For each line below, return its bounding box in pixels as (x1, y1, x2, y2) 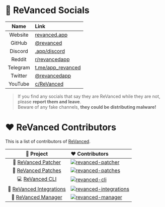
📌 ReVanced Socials (5, 5, 90, 16)
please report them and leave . (17, 98, 81, 105)
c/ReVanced (35, 80, 64, 87)
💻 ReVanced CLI (17, 175, 57, 182)
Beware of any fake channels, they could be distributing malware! (17, 104, 156, 110)
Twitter (11, 72, 28, 79)
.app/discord (35, 47, 65, 54)
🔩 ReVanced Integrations (8, 185, 66, 192)
